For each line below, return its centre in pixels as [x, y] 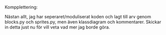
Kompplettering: [21, 7]
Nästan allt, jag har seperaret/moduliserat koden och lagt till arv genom [78, 17]
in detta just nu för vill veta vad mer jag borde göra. [57, 27]
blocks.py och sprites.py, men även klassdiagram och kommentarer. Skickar [83, 22]
